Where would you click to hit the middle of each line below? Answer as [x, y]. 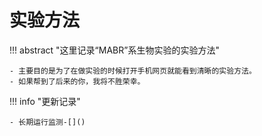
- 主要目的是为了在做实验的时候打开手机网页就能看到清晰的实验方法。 [133, 71]
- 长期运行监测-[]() [47, 122]
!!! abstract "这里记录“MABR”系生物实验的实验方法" [114, 50]
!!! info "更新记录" [45, 101]
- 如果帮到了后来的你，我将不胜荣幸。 [77, 81]
